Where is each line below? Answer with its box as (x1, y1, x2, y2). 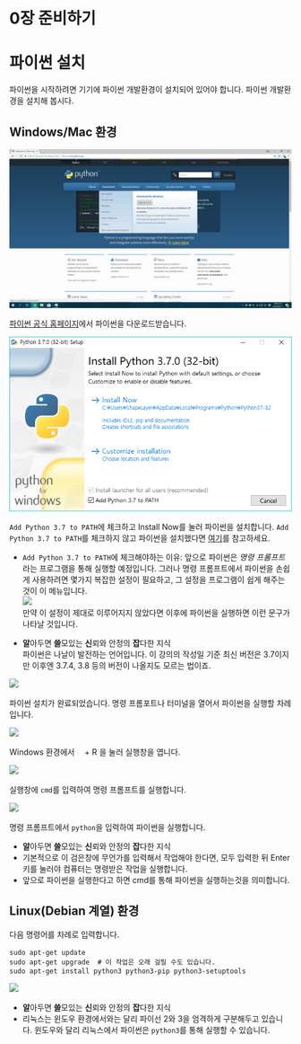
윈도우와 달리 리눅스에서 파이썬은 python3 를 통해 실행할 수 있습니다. (34, 1024, 271, 1035)
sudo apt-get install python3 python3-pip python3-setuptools (9, 967, 246, 976)
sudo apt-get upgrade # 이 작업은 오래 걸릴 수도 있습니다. (9, 958, 216, 967)
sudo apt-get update (9, 948, 87, 957)
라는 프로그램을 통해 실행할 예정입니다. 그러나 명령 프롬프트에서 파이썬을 (21, 562, 274, 573)
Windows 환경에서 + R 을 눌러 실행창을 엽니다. (9, 747, 181, 757)
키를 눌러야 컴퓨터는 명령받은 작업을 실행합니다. (21, 863, 188, 874)
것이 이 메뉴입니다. (21, 585, 88, 596)
